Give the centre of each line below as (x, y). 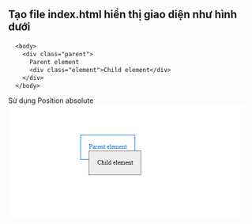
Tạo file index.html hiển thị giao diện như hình (122, 15)
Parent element (54, 62)
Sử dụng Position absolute (51, 101)
